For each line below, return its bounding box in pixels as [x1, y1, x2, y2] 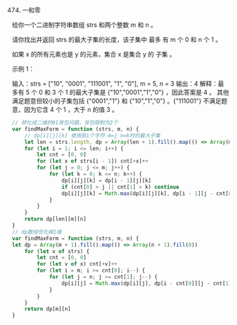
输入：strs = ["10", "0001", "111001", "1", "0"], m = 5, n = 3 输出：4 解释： [12, 80, 218, 88]
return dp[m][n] [24, 306, 72, 313]
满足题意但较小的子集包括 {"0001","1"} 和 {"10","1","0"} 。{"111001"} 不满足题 [12, 97, 228, 105]
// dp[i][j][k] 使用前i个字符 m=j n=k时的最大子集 [24, 132, 161, 139]
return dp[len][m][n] [24, 216, 86, 223]
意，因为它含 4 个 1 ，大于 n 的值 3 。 [12, 106, 119, 113]
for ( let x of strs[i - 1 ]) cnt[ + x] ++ [37, 158, 149, 165]
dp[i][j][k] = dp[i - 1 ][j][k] [61, 177, 152, 184]
